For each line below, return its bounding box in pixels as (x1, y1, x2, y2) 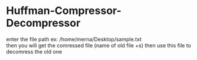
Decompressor (6, 16, 81, 30)
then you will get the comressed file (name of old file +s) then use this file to (6, 42, 192, 49)
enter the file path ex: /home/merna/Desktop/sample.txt (6, 36, 142, 43)
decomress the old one (6, 48, 63, 55)
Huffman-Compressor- (6, 4, 122, 17)
